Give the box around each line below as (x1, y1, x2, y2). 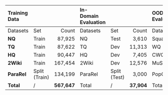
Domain (79, 12, 99, 19)
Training (7, 9, 28, 16)
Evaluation (79, 19, 106, 25)
